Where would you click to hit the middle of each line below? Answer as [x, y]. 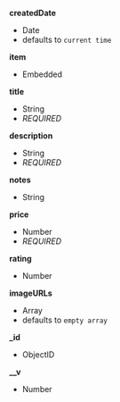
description [31, 136]
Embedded [42, 74]
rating [21, 259]
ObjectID [38, 355]
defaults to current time [67, 40]
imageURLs [31, 293]
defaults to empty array [65, 320]
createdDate [32, 13]
